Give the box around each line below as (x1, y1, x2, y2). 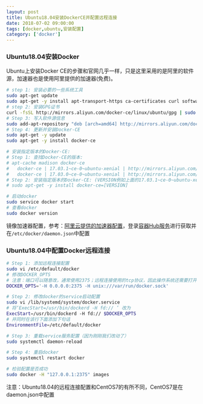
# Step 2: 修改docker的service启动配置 (6, 294, 100, 300)
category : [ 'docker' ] (6, 31, 61, 38)
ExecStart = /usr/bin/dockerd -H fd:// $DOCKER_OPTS (6, 311, 137, 317)
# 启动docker (6, 193, 37, 200)
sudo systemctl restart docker (6, 355, 85, 361)
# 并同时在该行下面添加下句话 (6, 316, 71, 322)
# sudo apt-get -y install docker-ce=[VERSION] (6, 182, 129, 188)
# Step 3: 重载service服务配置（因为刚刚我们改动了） (6, 333, 129, 339)
